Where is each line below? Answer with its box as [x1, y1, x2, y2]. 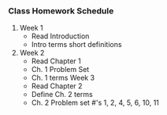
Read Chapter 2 [31, 81, 83, 91]
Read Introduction [31, 31, 90, 41]
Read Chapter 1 [31, 56, 81, 66]
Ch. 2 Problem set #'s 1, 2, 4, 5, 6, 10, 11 [31, 98, 160, 107]
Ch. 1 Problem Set [31, 65, 90, 74]
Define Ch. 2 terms [31, 90, 93, 99]
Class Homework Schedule [8, 5, 114, 16]
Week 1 [19, 23, 43, 33]
